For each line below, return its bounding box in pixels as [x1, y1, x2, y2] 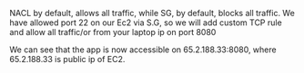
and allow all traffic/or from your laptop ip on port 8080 [9, 27, 217, 37]
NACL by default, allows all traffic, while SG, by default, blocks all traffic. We [9, 8, 296, 18]
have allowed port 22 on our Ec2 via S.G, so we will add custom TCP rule [9, 17, 282, 28]
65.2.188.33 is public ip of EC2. [9, 54, 126, 64]
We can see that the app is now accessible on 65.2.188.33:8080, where [9, 44, 277, 55]
